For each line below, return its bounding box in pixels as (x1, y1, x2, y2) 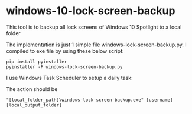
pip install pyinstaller (6, 59, 67, 65)
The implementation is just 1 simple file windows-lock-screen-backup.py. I (6, 41, 187, 48)
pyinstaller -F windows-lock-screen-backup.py (6, 63, 123, 70)
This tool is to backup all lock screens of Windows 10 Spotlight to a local (6, 24, 182, 31)
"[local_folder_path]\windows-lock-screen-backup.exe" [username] (6, 97, 173, 103)
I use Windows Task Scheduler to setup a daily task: (6, 74, 133, 81)
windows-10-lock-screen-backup (6, 4, 175, 18)
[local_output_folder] (6, 102, 62, 108)
